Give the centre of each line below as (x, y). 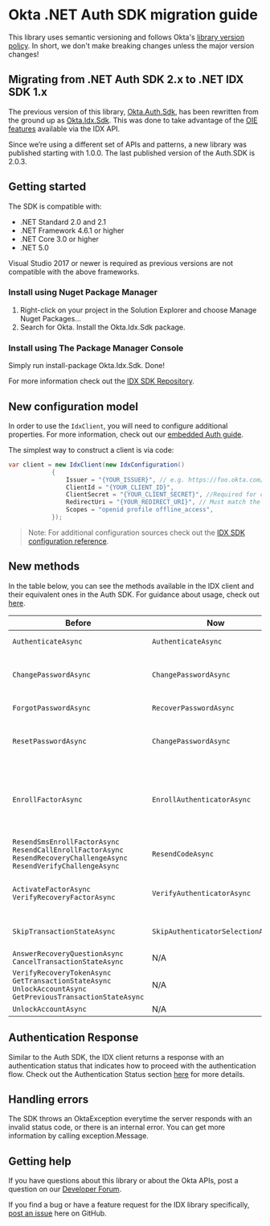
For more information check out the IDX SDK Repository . (101, 381)
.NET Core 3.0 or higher (59, 238)
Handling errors (49, 1099)
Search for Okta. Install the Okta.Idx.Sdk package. (103, 327)
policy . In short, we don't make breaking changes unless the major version (131, 45)
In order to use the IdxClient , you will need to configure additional (118, 425)
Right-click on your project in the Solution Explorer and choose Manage (138, 310)
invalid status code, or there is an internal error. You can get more (117, 1127)
